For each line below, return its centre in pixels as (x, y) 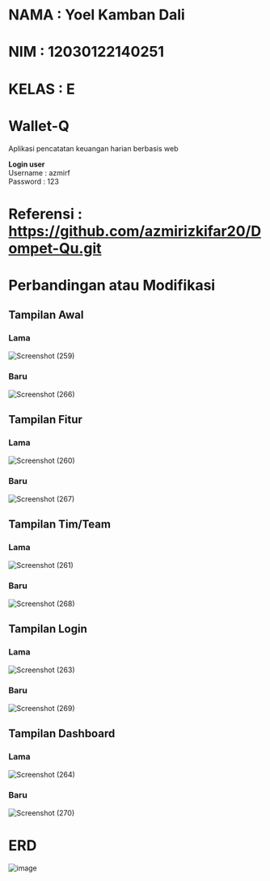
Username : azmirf (39, 172)
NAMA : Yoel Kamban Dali (97, 15)
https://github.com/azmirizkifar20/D (135, 231)
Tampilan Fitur (46, 419)
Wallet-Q (39, 126)
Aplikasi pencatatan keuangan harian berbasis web (93, 148)
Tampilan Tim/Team (60, 525)
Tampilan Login (48, 629)
